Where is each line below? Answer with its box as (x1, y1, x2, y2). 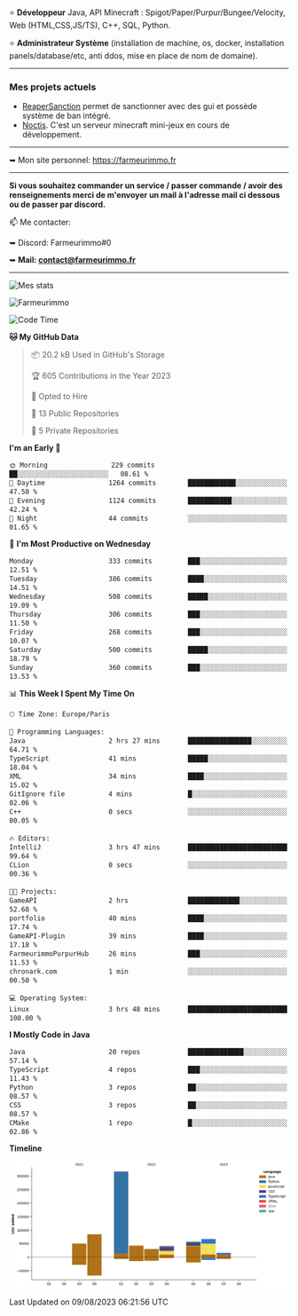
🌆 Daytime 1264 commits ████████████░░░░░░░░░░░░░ (9, 478, 288, 488)
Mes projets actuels (9, 81, 97, 93)
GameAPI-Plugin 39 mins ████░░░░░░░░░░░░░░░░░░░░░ (9, 932, 288, 941)
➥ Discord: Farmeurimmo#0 (9, 238, 112, 248)
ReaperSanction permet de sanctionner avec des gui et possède (21, 101, 258, 112)
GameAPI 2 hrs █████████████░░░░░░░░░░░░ (9, 896, 288, 905)
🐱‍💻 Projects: (9, 887, 58, 896)
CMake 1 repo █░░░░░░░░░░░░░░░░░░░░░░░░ (9, 1119, 288, 1128)
